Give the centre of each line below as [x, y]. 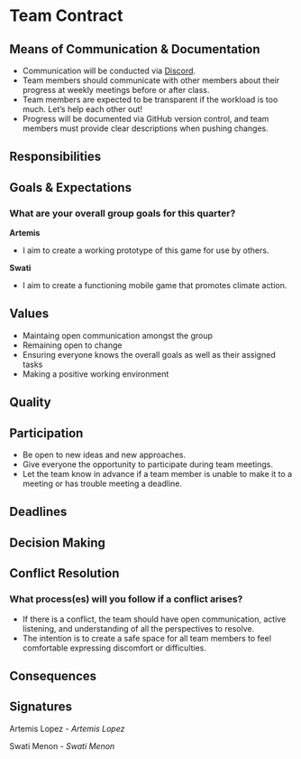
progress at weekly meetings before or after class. [116, 90]
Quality [30, 403]
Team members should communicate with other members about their [151, 80]
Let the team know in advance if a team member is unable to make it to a [157, 474]
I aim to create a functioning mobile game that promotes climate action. [155, 286]
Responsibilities [55, 157]
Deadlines [38, 512]
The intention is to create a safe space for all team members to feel [147, 638]
